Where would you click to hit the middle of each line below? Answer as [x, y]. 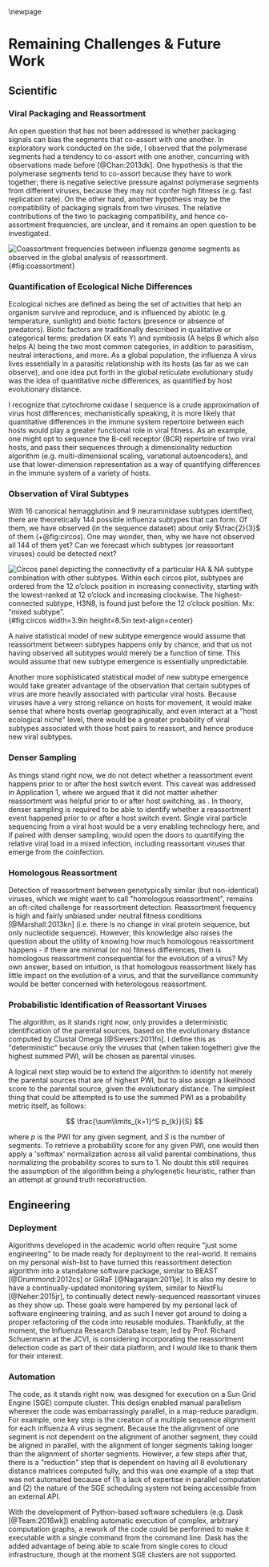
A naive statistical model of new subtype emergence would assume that [127, 636]
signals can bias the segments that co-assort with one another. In [116, 139]
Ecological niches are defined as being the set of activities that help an [125, 304]
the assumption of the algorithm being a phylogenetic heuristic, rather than [132, 1171]
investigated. [30, 233]
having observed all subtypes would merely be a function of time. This [124, 653]
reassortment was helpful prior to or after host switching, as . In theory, [126, 801]
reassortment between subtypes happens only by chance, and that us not [130, 644]
